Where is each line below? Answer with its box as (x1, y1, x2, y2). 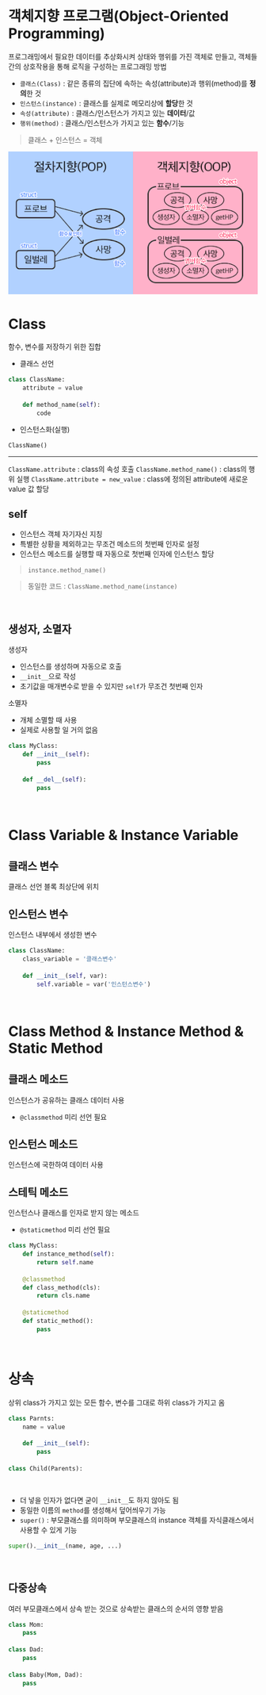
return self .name (36, 1258, 93, 1266)
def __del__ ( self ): (22, 775, 87, 784)
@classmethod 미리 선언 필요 (19, 1112, 107, 1122)
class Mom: (8, 1620, 44, 1628)
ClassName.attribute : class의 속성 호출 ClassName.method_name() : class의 (8, 464, 247, 474)
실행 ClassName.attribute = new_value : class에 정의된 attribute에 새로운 (16, 474, 249, 484)
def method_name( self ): (22, 401, 101, 408)
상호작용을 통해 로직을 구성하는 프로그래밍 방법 (22, 61, 167, 71)
